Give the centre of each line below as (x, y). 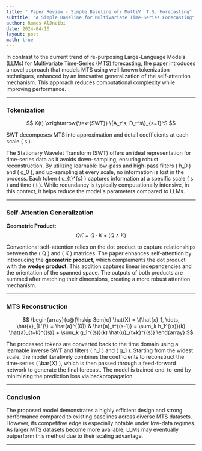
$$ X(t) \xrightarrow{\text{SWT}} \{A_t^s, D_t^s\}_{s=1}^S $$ (101, 123)
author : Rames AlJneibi (36, 23)
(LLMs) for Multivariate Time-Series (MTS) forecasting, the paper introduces (101, 63)
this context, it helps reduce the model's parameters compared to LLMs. (96, 191)
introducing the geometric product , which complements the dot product (96, 260)
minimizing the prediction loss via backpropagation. (70, 376)
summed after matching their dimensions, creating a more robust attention (98, 279)
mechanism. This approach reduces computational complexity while (91, 82)
